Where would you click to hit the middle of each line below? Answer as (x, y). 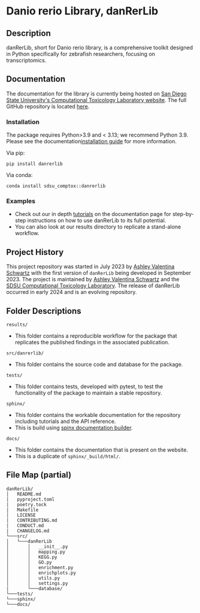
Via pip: (16, 153)
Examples (21, 201)
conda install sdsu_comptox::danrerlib (56, 186)
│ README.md (24, 494)
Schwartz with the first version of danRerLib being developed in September (99, 273)
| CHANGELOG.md (28, 531)
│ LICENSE (21, 515)
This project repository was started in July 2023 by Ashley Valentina (90, 267)
